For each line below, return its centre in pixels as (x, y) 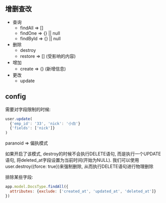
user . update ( (19, 119)
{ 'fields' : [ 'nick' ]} (32, 128)
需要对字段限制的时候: (28, 109)
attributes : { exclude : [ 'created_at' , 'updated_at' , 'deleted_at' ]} (83, 191)
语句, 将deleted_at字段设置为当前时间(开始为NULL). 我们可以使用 (72, 160)
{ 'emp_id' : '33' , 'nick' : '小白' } (45, 123)
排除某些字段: (19, 177)
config (16, 96)
